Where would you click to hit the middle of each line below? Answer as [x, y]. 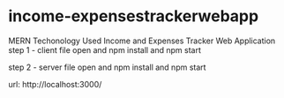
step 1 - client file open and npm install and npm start [105, 49]
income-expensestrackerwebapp [134, 16]
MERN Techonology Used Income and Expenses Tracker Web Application [142, 41]
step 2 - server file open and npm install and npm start [107, 67]
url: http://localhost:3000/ [55, 84]
